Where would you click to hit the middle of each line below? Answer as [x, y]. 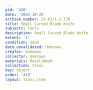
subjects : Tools [22, 28]
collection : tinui [24, 65]
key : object [17, 70]
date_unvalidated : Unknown [33, 47]
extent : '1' [17, 38]
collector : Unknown [25, 56]
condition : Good [22, 42]
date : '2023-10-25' [25, 14]
